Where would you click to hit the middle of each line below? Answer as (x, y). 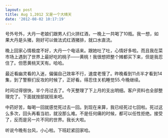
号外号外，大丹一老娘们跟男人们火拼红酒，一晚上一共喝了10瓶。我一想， (80, 34)
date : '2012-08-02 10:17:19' (35, 19)
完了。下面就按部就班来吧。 (38, 97)
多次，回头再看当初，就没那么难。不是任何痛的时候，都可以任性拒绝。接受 (86, 114)
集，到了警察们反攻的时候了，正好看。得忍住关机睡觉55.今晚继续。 (74, 80)
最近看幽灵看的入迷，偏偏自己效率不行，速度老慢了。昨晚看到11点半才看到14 (84, 74)
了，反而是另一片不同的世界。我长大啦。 (47, 120)
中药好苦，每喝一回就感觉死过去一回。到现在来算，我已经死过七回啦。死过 (82, 107)
